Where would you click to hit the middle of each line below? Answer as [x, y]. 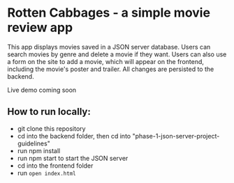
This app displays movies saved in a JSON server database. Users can [109, 47]
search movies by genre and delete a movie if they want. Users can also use [117, 54]
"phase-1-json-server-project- [176, 136]
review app [40, 27]
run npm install [39, 150]
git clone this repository [51, 128]
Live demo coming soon [42, 90]
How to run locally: [49, 112]
